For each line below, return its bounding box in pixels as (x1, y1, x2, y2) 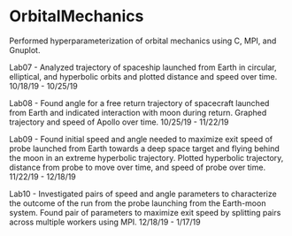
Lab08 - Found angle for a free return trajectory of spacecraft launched (9, 97, 270, 108)
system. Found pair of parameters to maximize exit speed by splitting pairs (9, 207, 281, 217)
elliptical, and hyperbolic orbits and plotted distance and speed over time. (9, 71, 278, 81)
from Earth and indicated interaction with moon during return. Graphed (9, 107, 267, 118)
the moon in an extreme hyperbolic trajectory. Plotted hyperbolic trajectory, (9, 152, 284, 163)
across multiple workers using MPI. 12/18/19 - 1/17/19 (9, 217, 201, 227)
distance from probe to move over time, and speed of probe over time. (9, 162, 266, 172)
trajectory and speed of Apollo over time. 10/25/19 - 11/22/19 (9, 117, 229, 127)
